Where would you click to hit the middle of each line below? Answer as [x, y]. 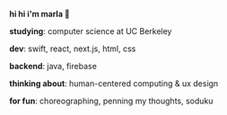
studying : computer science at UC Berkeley [91, 31]
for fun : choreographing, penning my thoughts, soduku [111, 101]
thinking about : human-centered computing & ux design [114, 84]
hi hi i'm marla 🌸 [39, 14]
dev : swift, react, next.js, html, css [73, 49]
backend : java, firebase [53, 66]
